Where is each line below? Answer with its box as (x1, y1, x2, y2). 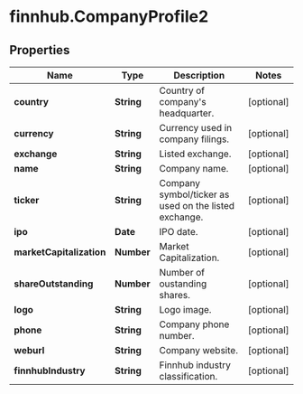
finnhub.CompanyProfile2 (9, 6, 209, 27)
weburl (14, 344, 45, 356)
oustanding (159, 277, 207, 290)
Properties (9, 42, 70, 58)
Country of (159, 84, 206, 97)
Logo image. (159, 304, 212, 315)
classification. (159, 371, 218, 382)
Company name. (159, 163, 229, 174)
